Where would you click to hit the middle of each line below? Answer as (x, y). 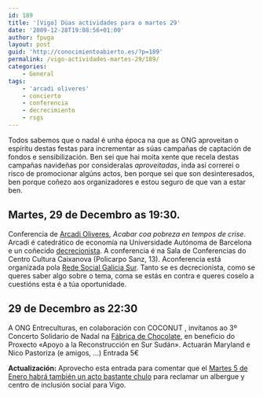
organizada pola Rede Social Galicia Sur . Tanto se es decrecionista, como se (131, 267)
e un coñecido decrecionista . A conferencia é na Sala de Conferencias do (127, 250)
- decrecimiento (49, 111)
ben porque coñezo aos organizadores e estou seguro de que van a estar (127, 182)
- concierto (42, 96)
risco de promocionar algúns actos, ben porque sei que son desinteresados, (131, 173)
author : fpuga (31, 37)
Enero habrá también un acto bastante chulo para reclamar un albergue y (126, 376)
